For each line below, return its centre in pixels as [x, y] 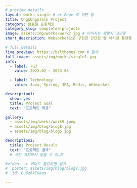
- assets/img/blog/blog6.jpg [40, 131]
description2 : [20, 140]
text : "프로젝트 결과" [31, 150]
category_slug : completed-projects [43, 29]
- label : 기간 [24, 66]
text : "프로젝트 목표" [31, 108]
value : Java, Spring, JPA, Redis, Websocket [62, 85]
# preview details [25, 10]
